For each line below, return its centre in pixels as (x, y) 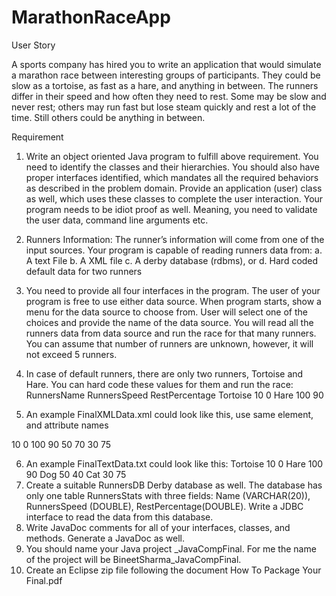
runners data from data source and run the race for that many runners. (171, 333)
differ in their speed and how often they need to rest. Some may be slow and (169, 96)
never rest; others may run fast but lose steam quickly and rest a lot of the (164, 107)
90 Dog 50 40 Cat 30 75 (76, 474)
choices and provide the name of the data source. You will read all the (169, 322)
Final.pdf (44, 580)
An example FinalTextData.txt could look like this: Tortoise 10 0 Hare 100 (174, 463)
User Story (33, 45)
